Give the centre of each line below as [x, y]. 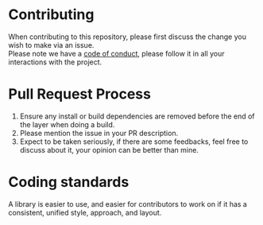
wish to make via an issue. [51, 45]
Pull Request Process [79, 94]
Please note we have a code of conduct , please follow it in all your [116, 53]
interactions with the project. [55, 62]
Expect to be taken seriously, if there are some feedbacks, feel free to [134, 142]
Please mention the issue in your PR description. [99, 133]
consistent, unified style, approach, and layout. [85, 212]
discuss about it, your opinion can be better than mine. [109, 149]
